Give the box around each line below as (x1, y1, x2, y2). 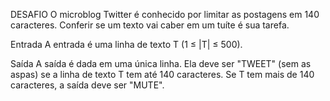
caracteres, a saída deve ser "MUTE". (10, 79, 165, 91)
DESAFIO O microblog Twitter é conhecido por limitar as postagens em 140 (10, 9, 320, 20)
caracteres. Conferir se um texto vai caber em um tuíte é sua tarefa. (10, 19, 290, 31)
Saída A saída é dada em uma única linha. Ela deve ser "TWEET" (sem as (10, 58, 312, 69)
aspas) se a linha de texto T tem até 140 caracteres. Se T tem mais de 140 (10, 69, 315, 80)
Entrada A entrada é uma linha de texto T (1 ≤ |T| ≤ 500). (10, 39, 243, 50)
